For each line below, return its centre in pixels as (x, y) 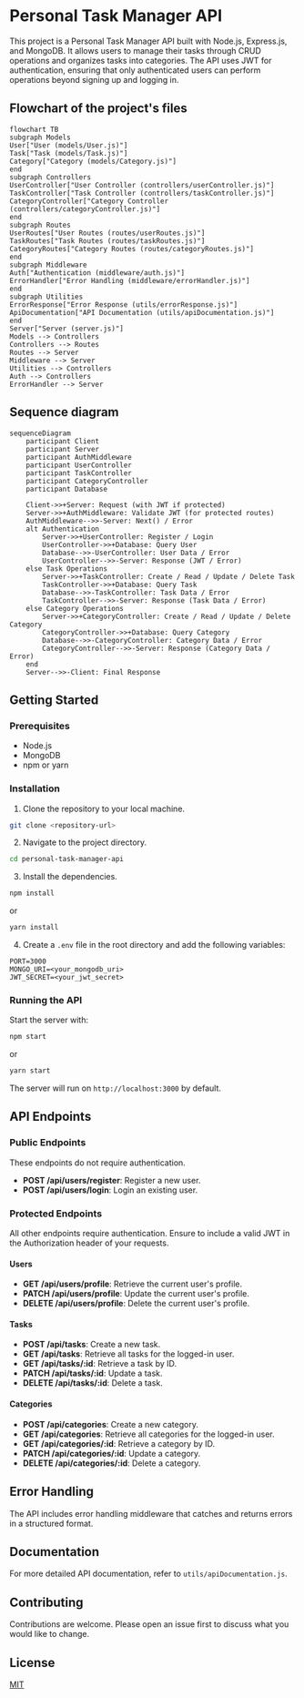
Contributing (46, 1602)
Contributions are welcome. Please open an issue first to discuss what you (149, 1624)
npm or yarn (46, 765)
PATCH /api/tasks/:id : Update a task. (92, 1373)
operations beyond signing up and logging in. (94, 79)
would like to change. (49, 1634)
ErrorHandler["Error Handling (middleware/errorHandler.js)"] (130, 280)
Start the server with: (49, 1020)
